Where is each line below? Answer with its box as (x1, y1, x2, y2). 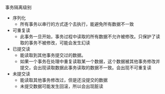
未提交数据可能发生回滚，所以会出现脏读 (19, 84, 103, 89)
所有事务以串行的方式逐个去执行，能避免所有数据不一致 (19, 21, 134, 27)
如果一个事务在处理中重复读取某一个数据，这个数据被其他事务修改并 (19, 59, 160, 64)
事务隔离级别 (5, 4, 31, 10)
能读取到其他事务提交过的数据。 (19, 52, 86, 58)
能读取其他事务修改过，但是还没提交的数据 (19, 77, 108, 83)
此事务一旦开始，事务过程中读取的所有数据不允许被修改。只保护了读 (19, 34, 160, 39)
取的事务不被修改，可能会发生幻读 (19, 40, 90, 46)
